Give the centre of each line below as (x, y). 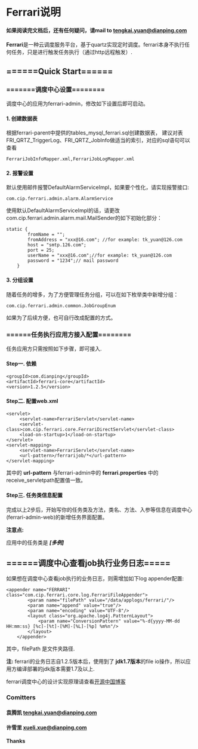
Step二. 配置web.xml (32, 401)
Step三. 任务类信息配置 (34, 495)
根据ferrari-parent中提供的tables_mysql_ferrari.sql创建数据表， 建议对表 (95, 133)
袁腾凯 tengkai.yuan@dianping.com (52, 713)
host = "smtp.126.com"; (57, 245)
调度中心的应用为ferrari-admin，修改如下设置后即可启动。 (78, 104)
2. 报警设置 (20, 173)
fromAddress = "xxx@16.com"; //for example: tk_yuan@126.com (105, 240)
